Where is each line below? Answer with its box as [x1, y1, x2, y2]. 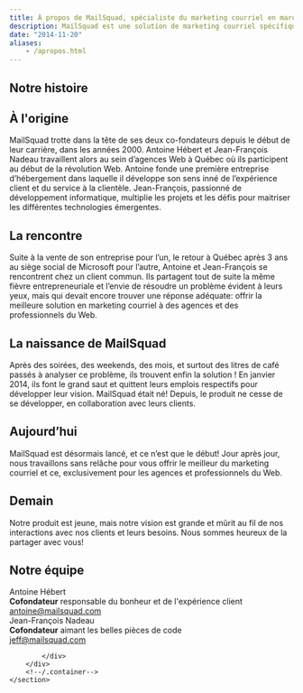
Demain [9, 494, 54, 509]
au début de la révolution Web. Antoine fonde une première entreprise [9, 163, 270, 174]
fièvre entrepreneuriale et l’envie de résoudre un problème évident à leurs [9, 281, 283, 291]
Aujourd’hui [9, 424, 78, 439]
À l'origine [9, 110, 69, 126]
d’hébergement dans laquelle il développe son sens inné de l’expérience [9, 173, 278, 184]
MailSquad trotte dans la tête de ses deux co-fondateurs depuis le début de [9, 134, 290, 145]
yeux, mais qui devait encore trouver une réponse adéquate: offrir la [9, 291, 262, 301]
